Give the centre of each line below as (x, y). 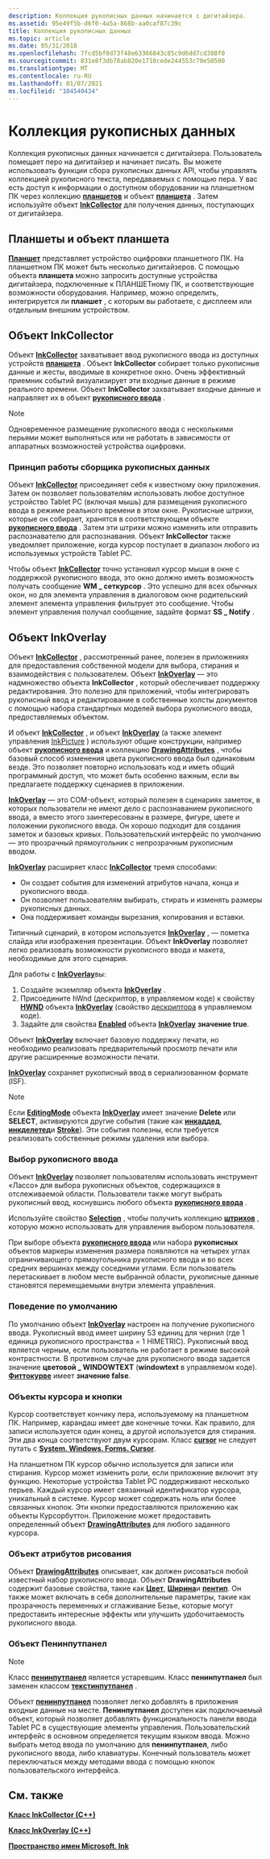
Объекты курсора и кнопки (65, 1397)
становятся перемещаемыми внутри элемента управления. (112, 1285)
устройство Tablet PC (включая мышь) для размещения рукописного (128, 502)
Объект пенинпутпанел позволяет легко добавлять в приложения (123, 1701)
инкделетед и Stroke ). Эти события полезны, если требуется (114, 1130)
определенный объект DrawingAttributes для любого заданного (119, 1524)
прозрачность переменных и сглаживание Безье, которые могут (121, 1606)
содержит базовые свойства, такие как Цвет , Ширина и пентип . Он (125, 1588)
